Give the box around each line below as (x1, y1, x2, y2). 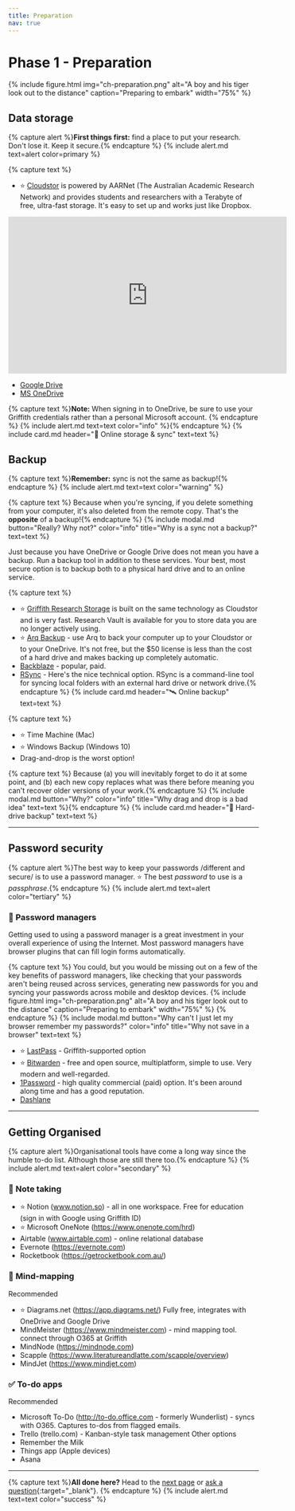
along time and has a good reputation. (19, 1086, 145, 1096)
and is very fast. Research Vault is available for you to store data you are (19, 616, 257, 625)
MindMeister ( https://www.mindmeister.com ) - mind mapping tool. (19, 1324, 237, 1334)
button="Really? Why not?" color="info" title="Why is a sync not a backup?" (8, 523, 258, 533)
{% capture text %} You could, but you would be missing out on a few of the (8, 962, 258, 972)
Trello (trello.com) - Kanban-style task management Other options (19, 1429, 237, 1438)
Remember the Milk (19, 1437, 84, 1447)
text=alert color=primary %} (8, 149, 101, 159)
